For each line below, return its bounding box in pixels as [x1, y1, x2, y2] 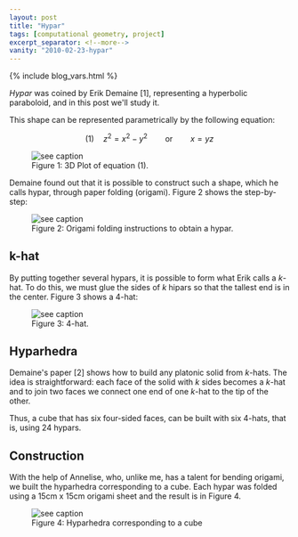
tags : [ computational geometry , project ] [9, 29, 165, 38]
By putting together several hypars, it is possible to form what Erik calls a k [9, 273, 283, 283]
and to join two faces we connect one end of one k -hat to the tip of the [9, 386, 269, 397]
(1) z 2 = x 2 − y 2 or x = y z [85, 132, 214, 143]
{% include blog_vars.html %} [9, 70, 118, 81]
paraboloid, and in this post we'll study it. [9, 97, 160, 108]
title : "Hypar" [9, 21, 66, 30]
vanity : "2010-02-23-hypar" [9, 46, 114, 55]
